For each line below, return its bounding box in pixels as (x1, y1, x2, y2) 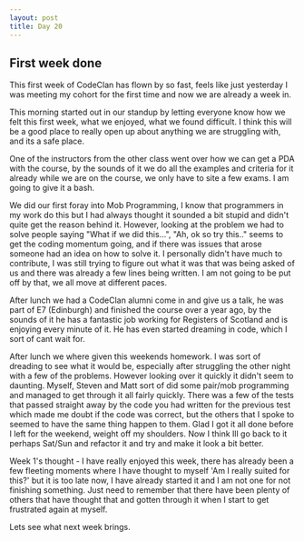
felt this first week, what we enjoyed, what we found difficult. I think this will (9, 116, 292, 127)
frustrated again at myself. (9, 504, 108, 515)
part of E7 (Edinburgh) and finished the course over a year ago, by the (9, 305, 272, 316)
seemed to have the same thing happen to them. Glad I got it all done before (9, 419, 294, 430)
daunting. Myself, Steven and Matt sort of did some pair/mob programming (9, 380, 289, 391)
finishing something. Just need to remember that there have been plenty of (9, 485, 290, 496)
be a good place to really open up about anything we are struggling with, (9, 126, 281, 137)
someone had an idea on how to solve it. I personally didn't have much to (9, 248, 283, 259)
